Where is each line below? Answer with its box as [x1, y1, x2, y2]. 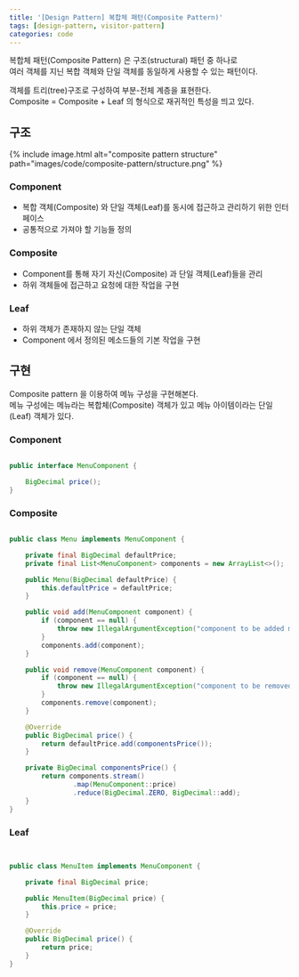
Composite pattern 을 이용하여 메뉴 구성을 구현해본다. [9, 388, 198, 399]
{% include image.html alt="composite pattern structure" [9, 149, 218, 160]
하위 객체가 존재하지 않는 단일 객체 [21, 324, 141, 335]
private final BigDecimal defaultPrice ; [25, 551, 177, 560]
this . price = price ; [41, 902, 117, 911]
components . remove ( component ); [41, 698, 158, 707]
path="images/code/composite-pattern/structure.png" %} [9, 158, 223, 169]
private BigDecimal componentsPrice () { [25, 763, 177, 772]
